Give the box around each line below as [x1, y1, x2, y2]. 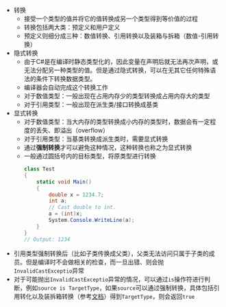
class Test [23, 166, 55, 172]
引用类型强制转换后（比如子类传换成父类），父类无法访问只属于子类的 [13, 249, 209, 258]
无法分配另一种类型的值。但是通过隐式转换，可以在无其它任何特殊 [23, 66, 210, 74]
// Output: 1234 [23, 236, 71, 242]
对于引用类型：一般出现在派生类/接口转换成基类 [23, 100, 159, 109]
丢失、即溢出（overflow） [36, 126, 110, 134]
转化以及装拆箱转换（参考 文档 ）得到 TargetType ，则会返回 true [19, 292, 195, 300]
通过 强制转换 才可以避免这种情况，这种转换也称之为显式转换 [23, 144, 192, 151]
